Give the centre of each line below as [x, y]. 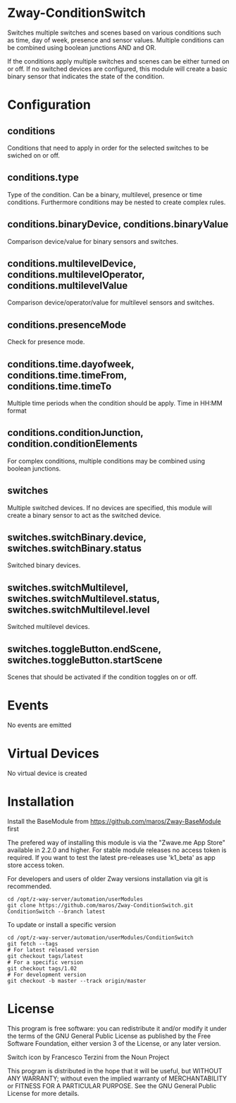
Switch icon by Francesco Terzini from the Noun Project [88, 1057]
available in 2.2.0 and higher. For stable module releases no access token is [117, 850]
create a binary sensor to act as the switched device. [84, 515]
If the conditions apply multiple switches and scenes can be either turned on [118, 61]
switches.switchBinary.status [75, 549]
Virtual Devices [54, 754]
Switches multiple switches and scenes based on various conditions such [114, 33]
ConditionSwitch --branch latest [56, 912]
